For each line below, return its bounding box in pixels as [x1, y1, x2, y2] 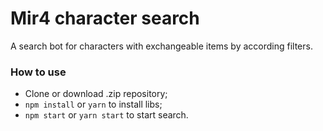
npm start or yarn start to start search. [24, 109, 189, 121]
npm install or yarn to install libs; [24, 98, 163, 111]
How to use [10, 65, 67, 79]
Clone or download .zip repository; [24, 88, 168, 100]
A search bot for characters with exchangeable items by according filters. [10, 40, 313, 52]
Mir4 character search [10, 7, 200, 30]
